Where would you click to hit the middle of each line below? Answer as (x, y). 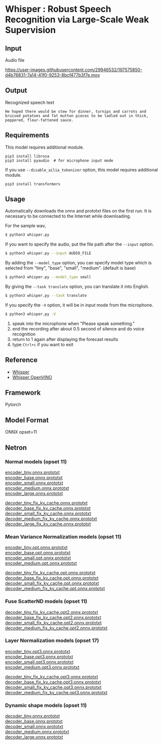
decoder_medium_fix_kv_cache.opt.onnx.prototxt (55, 588)
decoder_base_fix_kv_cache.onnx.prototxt (48, 508)
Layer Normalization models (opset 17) (52, 641)
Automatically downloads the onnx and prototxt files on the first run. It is (78, 211)
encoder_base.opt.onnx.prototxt (38, 553)
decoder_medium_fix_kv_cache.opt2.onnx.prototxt (56, 628)
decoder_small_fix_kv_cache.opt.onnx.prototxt (52, 583)
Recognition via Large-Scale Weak (77, 20)
